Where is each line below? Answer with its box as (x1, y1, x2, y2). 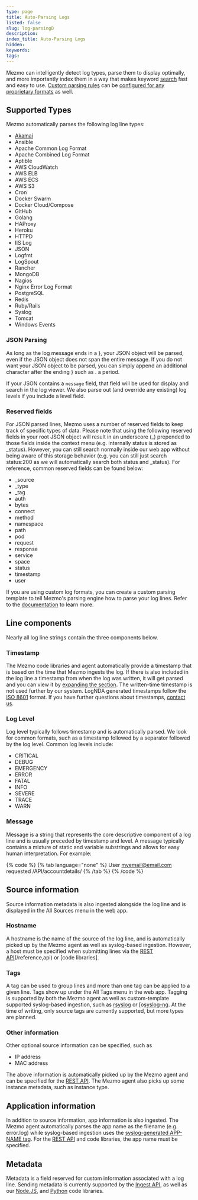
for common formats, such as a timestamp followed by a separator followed (6, 734, 190, 741)
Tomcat (14, 315, 34, 322)
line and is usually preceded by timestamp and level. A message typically (6, 837, 184, 844)
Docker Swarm (14, 195, 51, 202)
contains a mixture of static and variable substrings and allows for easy (6, 843, 180, 850)
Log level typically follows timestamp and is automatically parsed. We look (6, 728, 187, 735)
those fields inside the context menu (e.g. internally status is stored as (6, 440, 177, 447)
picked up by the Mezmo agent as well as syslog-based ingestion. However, (6, 941, 191, 948)
